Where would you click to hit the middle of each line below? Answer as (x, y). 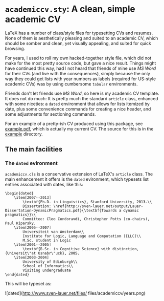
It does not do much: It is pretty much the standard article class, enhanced (82, 98)
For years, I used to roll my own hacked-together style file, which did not (78, 58)
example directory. (24, 134)
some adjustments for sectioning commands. (51, 114)
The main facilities (34, 149)
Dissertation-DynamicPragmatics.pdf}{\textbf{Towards (61, 210)
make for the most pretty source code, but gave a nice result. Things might (81, 63)
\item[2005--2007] (33, 227)
